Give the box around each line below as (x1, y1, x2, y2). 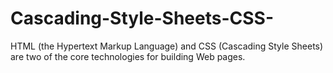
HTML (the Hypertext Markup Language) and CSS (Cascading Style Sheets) (10, 40, 324, 52)
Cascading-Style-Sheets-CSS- (10, 7, 275, 30)
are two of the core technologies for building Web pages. (10, 50, 246, 62)
